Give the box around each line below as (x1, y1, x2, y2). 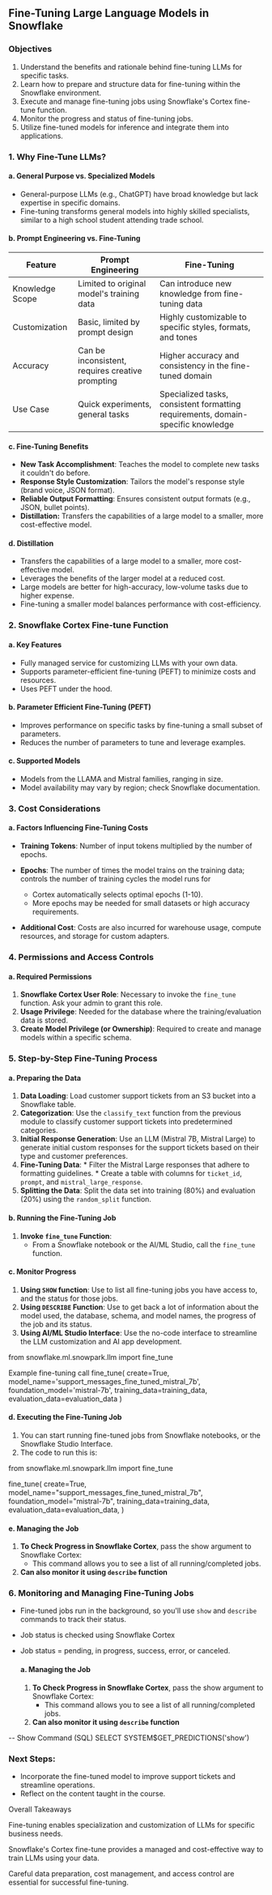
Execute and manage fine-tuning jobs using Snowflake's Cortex (19, 96, 233, 106)
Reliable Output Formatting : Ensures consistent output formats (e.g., (19, 494, 251, 504)
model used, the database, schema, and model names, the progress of (19, 1310, 257, 1320)
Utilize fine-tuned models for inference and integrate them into (19, 122, 229, 132)
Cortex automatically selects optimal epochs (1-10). (32, 890, 204, 899)
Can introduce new (159, 278, 232, 289)
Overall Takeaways (8, 1804, 72, 1814)
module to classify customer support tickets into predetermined (19, 1117, 233, 1126)
